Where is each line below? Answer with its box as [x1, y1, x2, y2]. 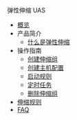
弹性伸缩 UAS [7, 6, 46, 14]
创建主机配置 [27, 64, 64, 71]
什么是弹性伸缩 [27, 38, 70, 46]
